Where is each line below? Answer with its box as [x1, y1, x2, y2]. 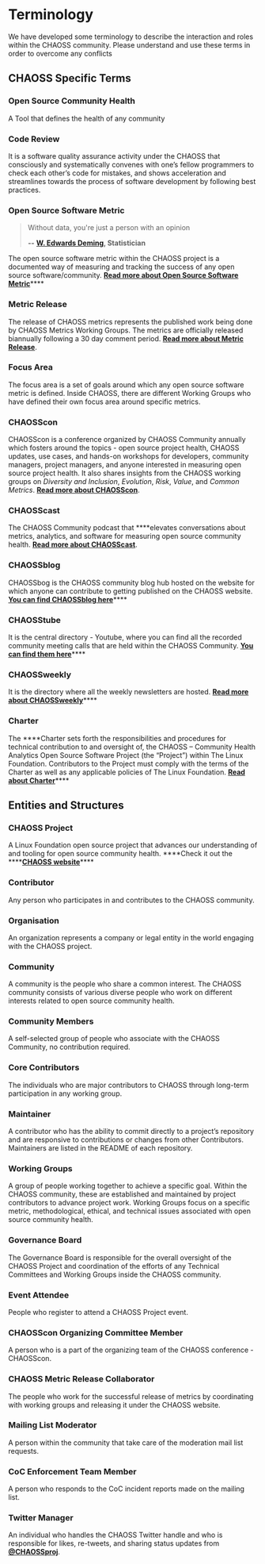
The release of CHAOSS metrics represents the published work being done [8, 317, 253, 326]
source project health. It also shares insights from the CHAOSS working [8, 468, 241, 478]
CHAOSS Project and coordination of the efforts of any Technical [8, 1261, 220, 1270]
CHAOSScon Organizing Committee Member [8, 1327, 184, 1338]
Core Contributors [8, 1062, 80, 1073]
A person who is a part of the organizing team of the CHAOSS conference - [8, 1345, 254, 1355]
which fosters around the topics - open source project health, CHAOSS [8, 443, 240, 453]
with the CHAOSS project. [8, 941, 93, 951]
